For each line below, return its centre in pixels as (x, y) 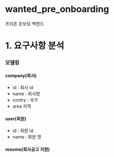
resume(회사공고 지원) (27, 149)
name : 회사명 (26, 94)
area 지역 (22, 106)
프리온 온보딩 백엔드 (24, 23)
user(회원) (16, 118)
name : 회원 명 (27, 137)
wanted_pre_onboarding (57, 9)
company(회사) (21, 75)
